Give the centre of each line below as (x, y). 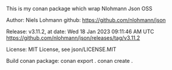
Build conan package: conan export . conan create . (69, 61)
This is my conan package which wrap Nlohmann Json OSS (79, 9)
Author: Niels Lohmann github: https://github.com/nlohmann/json (86, 20)
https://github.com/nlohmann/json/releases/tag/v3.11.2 (73, 38)
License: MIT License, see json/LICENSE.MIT (61, 49)
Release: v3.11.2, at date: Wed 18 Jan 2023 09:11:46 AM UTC (80, 31)
